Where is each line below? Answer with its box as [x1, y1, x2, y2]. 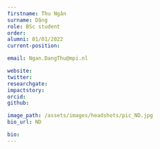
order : [7, 29, 26, 37]
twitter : [7, 73, 33, 80]
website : [7, 67, 33, 74]
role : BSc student [7, 23, 60, 30]
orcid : [7, 93, 26, 100]
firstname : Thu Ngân [7, 10, 67, 17]
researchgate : [7, 80, 48, 87]
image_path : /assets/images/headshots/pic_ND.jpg [7, 112, 154, 119]
